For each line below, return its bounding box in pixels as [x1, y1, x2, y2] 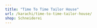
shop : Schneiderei [5, 16, 42, 20]
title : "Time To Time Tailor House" [5, 7, 79, 12]
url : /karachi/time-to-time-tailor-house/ [5, 11, 92, 16]
